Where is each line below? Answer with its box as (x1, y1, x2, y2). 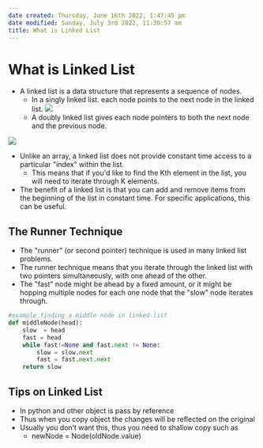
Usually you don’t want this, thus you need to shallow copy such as (19, 423, 239, 432)
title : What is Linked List (8, 26, 101, 34)
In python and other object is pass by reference (19, 405, 175, 416)
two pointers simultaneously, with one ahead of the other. (19, 271, 208, 281)
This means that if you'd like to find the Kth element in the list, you (31, 168, 247, 178)
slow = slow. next (36, 348, 93, 356)
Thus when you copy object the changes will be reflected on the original (19, 414, 255, 423)
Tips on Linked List (8, 385, 103, 398)
